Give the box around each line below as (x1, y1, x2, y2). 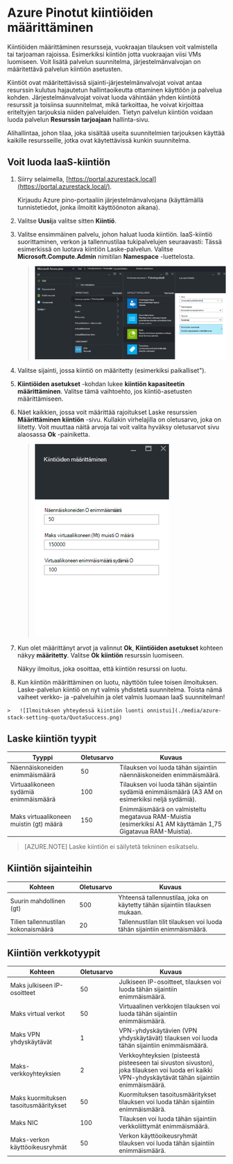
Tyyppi (32, 753, 53, 761)
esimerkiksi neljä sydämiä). (119, 795, 197, 804)
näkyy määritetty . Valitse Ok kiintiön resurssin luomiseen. (17, 651, 184, 659)
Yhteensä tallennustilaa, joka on (117, 893, 209, 902)
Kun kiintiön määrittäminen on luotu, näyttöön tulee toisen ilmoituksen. (17, 678, 218, 686)
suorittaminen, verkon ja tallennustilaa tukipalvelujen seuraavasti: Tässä (17, 237, 222, 246)
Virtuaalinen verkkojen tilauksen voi (119, 1002, 221, 1010)
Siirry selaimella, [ (17, 175, 69, 183)
